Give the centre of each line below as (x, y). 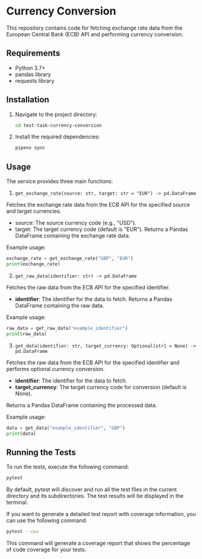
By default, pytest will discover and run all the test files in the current (92, 490)
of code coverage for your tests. (46, 549)
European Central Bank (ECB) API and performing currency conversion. (95, 34)
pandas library (33, 74)
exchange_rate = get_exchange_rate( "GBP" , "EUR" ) (70, 259)
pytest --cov (23, 532)
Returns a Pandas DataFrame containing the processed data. (82, 405)
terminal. (17, 502)
